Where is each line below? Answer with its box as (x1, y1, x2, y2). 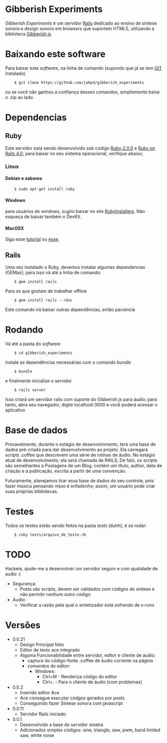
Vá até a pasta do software (5, 341, 61, 347)
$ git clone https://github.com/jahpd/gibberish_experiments (14, 80, 144, 85)
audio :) (5, 571, 21, 577)
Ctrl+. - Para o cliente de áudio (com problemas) (42, 679, 142, 685)
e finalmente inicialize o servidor (5, 378, 72, 384)
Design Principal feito (19, 642, 64, 648)
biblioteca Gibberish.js (5, 31, 51, 37)
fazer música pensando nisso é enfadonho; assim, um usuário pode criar (5, 483, 155, 489)
